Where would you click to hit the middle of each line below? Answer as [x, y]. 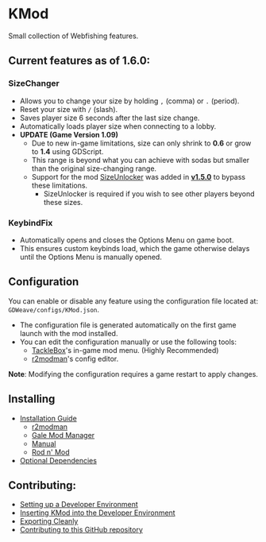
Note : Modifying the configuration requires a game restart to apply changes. [133, 374]
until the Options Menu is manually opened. [91, 257]
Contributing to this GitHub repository [81, 530]
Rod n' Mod [50, 452]
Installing [32, 399]
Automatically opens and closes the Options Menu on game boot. [127, 240]
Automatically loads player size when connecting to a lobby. [118, 126]
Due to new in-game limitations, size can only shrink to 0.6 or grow [141, 143]
